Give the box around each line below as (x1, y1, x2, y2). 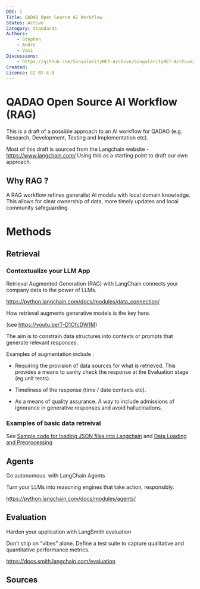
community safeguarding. (6, 204, 70, 211)
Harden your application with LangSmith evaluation (6, 528, 132, 535)
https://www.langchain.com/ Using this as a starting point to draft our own (6, 152, 188, 159)
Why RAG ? (6, 175, 49, 185)
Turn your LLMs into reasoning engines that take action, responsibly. (6, 483, 174, 491)
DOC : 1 (6, 8, 23, 15)
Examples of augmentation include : (6, 350, 94, 358)
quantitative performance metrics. (6, 546, 90, 553)
